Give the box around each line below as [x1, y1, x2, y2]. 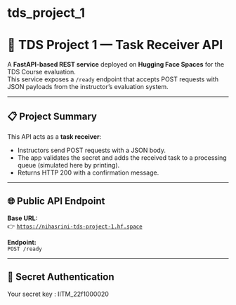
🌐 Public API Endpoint [7, 195, 105, 208]
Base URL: [7, 214, 38, 222]
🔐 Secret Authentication [7, 271, 114, 283]
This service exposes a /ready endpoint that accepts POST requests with [7, 75, 219, 83]
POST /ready [7, 245, 42, 252]
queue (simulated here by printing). [17, 161, 120, 169]
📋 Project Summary [7, 110, 97, 122]
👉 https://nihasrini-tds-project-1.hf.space [7, 222, 143, 230]
